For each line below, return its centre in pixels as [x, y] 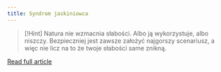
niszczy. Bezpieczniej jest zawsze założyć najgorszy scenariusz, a [120, 40]
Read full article [30, 61]
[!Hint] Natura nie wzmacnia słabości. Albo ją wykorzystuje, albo [116, 33]
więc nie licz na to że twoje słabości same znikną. [95, 48]
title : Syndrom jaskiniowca [48, 13]
